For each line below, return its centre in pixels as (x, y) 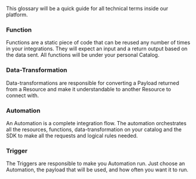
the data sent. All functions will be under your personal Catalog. (83, 55)
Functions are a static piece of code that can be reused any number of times (98, 43)
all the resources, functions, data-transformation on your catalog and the (94, 129)
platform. (17, 15)
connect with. (23, 95)
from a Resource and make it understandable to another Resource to (89, 89)
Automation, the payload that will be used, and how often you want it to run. (97, 170)
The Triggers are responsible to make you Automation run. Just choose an (96, 164)
